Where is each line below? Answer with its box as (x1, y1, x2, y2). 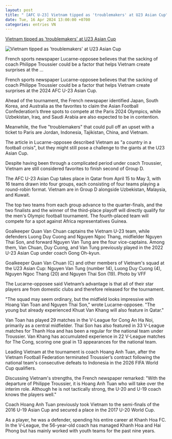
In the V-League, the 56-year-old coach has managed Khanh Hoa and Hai (5, 422, 161, 429)
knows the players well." (5, 391, 57, 398)
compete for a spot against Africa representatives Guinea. (5, 218, 128, 224)
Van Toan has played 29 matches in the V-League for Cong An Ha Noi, (5, 317, 154, 323)
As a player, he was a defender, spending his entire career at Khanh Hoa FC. (5, 417, 166, 423)
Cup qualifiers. (5, 365, 36, 371)
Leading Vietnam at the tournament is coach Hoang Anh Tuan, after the (5, 349, 156, 355)
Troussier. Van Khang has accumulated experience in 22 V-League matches (5, 333, 165, 339)
